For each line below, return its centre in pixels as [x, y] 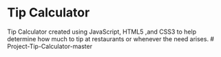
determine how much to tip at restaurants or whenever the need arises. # [111, 38]
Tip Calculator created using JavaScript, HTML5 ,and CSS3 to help [102, 32]
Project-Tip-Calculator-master [50, 46]
